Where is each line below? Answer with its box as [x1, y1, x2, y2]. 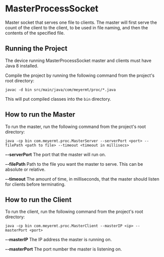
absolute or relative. [5, 166, 46, 172]
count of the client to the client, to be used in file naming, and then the [5, 24, 148, 30]
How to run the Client [5, 195, 72, 204]
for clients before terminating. [5, 181, 66, 187]
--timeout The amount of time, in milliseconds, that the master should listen [5, 176, 160, 182]
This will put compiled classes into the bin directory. [5, 96, 111, 102]
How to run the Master [5, 110, 76, 119]
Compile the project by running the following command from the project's [5, 72, 155, 78]
